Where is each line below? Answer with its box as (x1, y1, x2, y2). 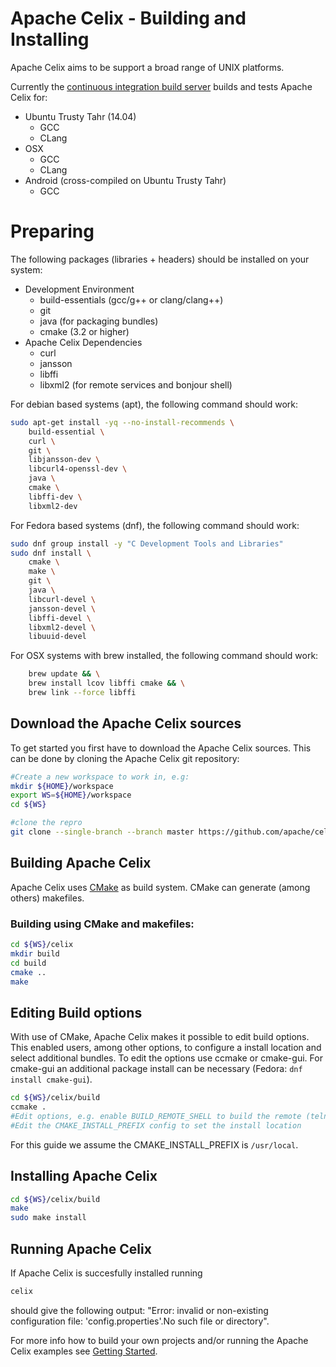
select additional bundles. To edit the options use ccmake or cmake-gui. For (10, 1052, 323, 1064)
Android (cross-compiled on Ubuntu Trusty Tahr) (24, 174, 227, 186)
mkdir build (10, 948, 60, 959)
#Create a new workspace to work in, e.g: (10, 772, 190, 782)
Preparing (10, 220, 95, 243)
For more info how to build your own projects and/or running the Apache (10, 1334, 309, 1346)
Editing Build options (10, 1004, 143, 1021)
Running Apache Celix (10, 1240, 152, 1257)
